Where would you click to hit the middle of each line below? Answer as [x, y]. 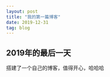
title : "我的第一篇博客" [33, 17]
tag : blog [18, 28]
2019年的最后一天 [39, 53]
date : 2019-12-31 [27, 22]
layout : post [22, 11]
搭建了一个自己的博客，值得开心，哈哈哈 [55, 68]
